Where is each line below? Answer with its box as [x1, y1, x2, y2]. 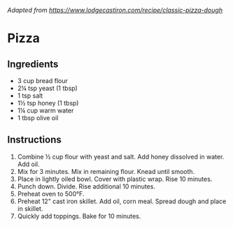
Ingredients [7, 58, 59, 70]
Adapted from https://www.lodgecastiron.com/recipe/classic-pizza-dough [7, 6, 223, 14]
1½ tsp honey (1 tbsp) [17, 99, 79, 107]
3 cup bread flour [17, 77, 68, 85]
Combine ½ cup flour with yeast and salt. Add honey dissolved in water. [17, 152, 225, 161]
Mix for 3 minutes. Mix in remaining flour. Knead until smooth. [17, 167, 195, 175]
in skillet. [17, 204, 43, 212]
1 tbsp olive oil [17, 114, 59, 122]
